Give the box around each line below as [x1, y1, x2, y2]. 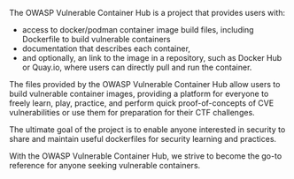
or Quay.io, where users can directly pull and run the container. [21, 62, 252, 72]
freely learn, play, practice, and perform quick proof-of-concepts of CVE [9, 98, 275, 108]
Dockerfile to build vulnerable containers [21, 34, 171, 44]
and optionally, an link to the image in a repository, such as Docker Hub [21, 53, 282, 63]
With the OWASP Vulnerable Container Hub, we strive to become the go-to [9, 151, 282, 161]
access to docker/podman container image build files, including [21, 25, 254, 34]
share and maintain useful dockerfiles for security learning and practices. [9, 134, 277, 144]
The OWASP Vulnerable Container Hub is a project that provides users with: [9, 8, 286, 18]
